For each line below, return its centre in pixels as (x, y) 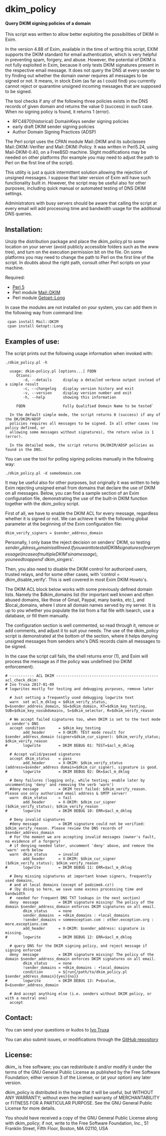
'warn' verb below (24, 850)
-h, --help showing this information (70, 398)
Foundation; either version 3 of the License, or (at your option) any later (78, 1078)
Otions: (24, 376)
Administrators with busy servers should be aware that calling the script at (81, 203)
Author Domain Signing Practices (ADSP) (54, 132)
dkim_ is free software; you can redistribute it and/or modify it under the (79, 1067)
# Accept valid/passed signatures (45, 754)
